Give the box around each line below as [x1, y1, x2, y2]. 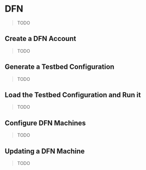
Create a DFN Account [5, 34, 76, 43]
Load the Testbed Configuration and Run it [5, 91, 141, 99]
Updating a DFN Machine [5, 147, 85, 155]
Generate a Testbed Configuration [5, 63, 115, 71]
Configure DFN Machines [5, 118, 86, 127]
